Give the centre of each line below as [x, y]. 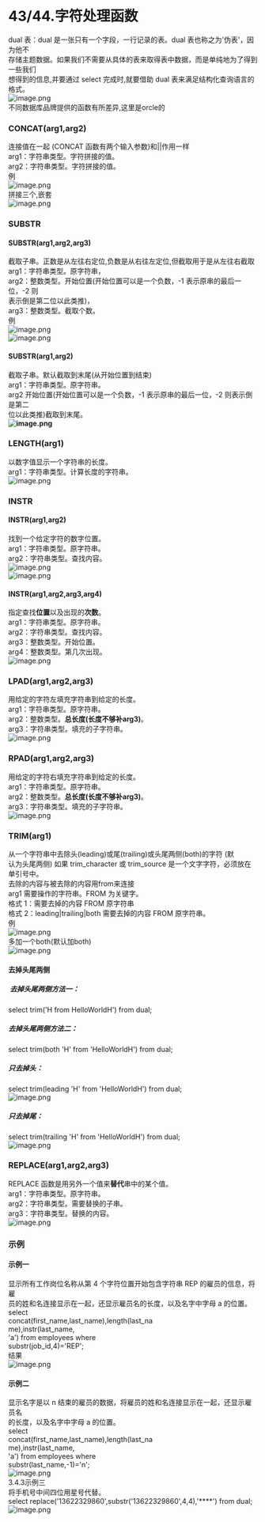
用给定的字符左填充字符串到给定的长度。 [74, 699]
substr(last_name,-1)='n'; [49, 1465]
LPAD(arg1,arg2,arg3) [51, 681]
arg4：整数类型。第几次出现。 [57, 652]
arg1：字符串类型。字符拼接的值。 [64, 157]
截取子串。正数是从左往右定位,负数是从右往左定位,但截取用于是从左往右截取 [132, 261]
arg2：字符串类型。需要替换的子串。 [68, 1203]
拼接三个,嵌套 [30, 195]
